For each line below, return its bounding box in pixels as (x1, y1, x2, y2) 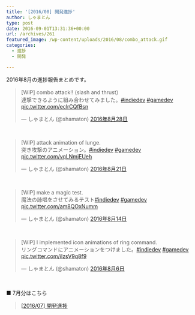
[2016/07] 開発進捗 (20, 302, 68, 309)
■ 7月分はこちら (6, 289, 47, 296)
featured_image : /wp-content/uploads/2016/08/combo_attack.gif (6, 37, 168, 43)
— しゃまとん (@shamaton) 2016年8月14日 (20, 215, 127, 222)
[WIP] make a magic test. (20, 188, 83, 196)
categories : (6, 43, 36, 49)
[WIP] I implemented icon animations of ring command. (20, 238, 158, 246)
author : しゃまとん (6, 14, 50, 20)
